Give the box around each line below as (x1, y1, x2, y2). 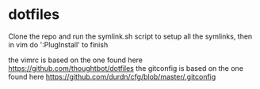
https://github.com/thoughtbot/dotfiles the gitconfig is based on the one (8, 63, 244, 72)
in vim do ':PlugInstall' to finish (8, 39, 109, 49)
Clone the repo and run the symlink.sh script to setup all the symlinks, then (8, 32, 253, 41)
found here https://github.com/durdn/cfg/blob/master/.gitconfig (8, 72, 216, 81)
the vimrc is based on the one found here (8, 55, 143, 65)
